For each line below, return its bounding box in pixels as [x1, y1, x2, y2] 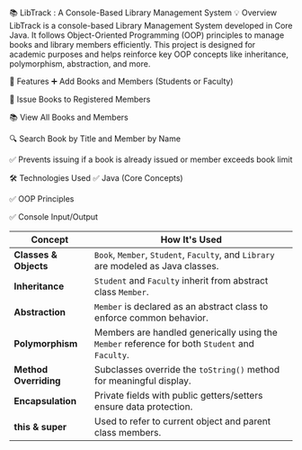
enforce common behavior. [93, 311, 209, 324]
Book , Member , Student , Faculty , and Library [93, 248, 275, 261]
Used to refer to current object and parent [93, 415, 271, 427]
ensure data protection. [93, 400, 193, 412]
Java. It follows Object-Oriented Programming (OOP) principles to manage [9, 30, 285, 40]
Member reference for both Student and [93, 337, 254, 349]
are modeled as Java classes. [93, 260, 219, 272]
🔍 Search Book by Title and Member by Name [9, 133, 182, 144]
